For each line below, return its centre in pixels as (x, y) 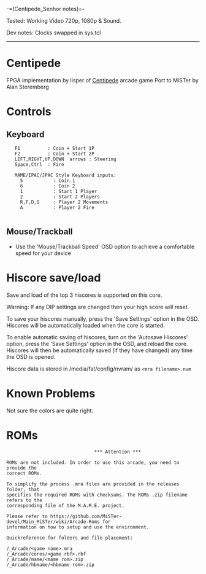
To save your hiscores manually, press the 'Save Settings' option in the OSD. (103, 318)
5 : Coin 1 (48, 181)
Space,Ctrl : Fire (39, 164)
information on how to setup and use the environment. (78, 527)
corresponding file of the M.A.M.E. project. (65, 505)
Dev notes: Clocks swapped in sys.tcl (54, 33)
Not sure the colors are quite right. (50, 411)
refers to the (25, 500)
